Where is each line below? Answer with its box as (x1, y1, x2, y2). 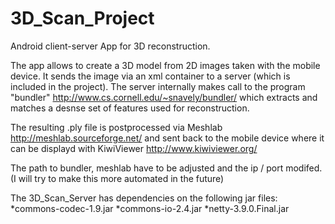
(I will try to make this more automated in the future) (10, 172, 225, 184)
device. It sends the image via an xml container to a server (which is (10, 70, 291, 82)
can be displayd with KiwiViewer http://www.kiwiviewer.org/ (10, 142, 258, 154)
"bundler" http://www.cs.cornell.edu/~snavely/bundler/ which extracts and (10, 91, 318, 103)
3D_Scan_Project (10, 7, 155, 30)
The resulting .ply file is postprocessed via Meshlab (10, 121, 223, 133)
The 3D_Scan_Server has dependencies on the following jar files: (10, 192, 278, 204)
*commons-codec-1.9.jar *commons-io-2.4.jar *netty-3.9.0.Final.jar (10, 202, 290, 214)
